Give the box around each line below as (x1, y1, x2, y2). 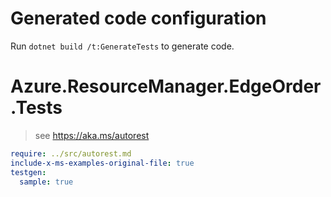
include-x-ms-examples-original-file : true (10, 158, 195, 168)
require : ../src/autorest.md (10, 148, 132, 159)
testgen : (10, 167, 47, 177)
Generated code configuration (10, 7, 267, 30)
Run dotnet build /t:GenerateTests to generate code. (10, 40, 235, 52)
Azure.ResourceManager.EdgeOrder (10, 75, 322, 98)
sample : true (19, 177, 74, 187)
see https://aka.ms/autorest (34, 129, 150, 141)
